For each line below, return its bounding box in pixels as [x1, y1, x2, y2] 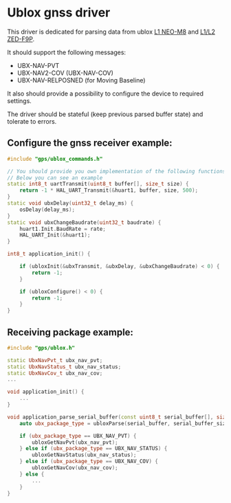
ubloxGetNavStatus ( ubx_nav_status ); [32, 451, 137, 458]
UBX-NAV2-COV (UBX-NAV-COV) [16, 69, 113, 77]
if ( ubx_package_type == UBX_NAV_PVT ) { [19, 432, 137, 439]
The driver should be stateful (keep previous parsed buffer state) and [7, 110, 203, 118]
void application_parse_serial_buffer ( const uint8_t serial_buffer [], [7, 414, 214, 421]
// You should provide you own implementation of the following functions [7, 168, 226, 175]
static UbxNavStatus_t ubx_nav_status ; [7, 363, 122, 370]
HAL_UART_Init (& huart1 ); [19, 232, 91, 238]
